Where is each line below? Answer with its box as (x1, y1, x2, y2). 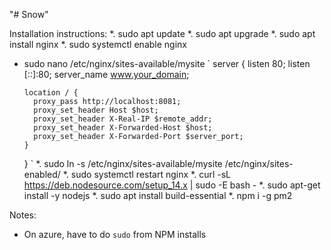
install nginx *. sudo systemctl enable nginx (9, 39, 187, 50)
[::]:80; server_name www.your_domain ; (23, 69, 190, 80)
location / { (23, 88, 79, 98)
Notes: (9, 209, 37, 221)
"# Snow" (9, 9, 49, 20)
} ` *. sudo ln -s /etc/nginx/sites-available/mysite (23, 158, 223, 169)
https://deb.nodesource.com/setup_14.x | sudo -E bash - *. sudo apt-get (23, 179, 321, 191)
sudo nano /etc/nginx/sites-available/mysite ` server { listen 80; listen (23, 58, 311, 69)
